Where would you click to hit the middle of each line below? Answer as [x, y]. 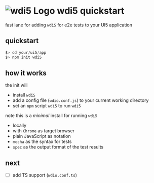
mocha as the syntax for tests [42, 141]
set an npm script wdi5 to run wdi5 [47, 106]
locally [20, 125]
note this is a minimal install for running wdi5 [51, 116]
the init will [16, 85]
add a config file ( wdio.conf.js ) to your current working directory [81, 100]
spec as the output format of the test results [58, 147]
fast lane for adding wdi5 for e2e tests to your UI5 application [69, 25]
